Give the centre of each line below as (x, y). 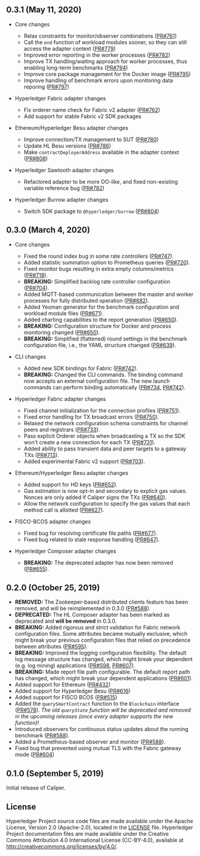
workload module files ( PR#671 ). (64, 313)
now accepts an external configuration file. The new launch (97, 381)
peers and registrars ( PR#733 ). (62, 429)
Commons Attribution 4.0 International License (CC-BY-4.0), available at (95, 840)
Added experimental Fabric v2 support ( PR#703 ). (84, 461)
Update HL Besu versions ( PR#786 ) (67, 145)
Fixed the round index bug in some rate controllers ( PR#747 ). (99, 256)
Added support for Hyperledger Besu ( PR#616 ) (73, 691)
